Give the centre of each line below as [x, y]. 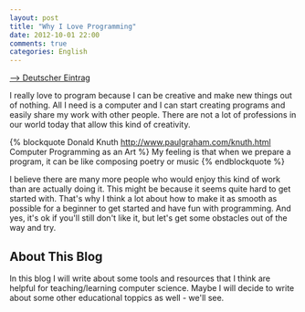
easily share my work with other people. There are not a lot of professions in [153, 115]
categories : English [49, 52]
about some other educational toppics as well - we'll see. [117, 297]
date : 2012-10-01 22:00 [55, 35]
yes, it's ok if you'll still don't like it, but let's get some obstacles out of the [148, 218]
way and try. [33, 228]
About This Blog [56, 256]
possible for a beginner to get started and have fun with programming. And [151, 208]
